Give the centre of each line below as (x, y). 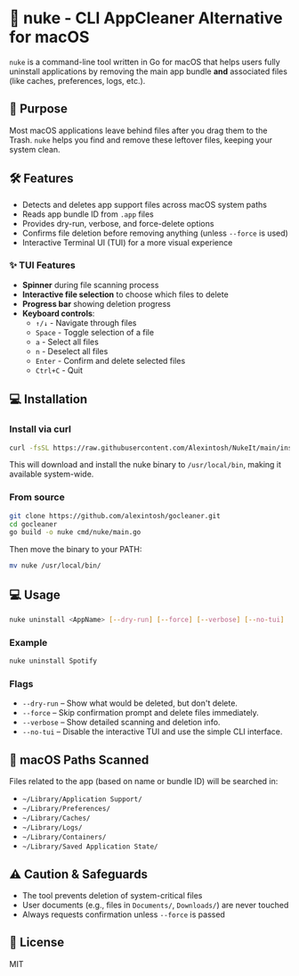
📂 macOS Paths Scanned (79, 760)
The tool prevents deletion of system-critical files (112, 895)
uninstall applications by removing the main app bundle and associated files (148, 71)
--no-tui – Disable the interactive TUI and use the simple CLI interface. (152, 732)
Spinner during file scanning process (90, 285)
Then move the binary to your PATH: (76, 550)
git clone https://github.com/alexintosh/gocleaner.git (115, 516)
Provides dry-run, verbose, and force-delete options (118, 223)
